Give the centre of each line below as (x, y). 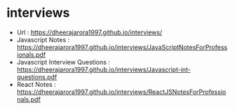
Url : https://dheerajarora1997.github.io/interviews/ (89, 32)
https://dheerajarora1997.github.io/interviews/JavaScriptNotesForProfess (122, 47)
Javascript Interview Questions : (63, 62)
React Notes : (36, 84)
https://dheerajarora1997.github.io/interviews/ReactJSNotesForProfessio (121, 92)
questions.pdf (37, 77)
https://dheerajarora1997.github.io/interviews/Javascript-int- (103, 69)
